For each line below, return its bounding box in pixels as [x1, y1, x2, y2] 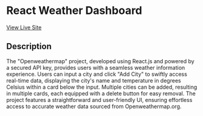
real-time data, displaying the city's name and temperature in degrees [6, 77, 181, 84]
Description [6, 41, 52, 52]
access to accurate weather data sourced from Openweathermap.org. [6, 103, 182, 110]
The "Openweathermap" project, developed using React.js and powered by [6, 57, 194, 64]
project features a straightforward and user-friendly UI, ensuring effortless [6, 96, 193, 103]
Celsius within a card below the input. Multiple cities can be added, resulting [6, 83, 198, 90]
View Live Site [6, 24, 42, 31]
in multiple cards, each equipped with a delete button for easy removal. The [6, 89, 196, 97]
